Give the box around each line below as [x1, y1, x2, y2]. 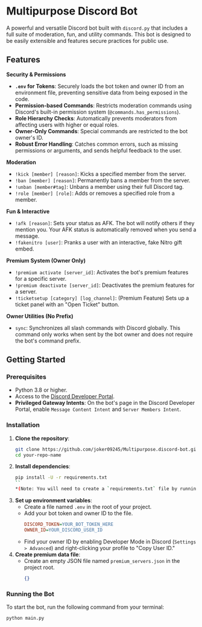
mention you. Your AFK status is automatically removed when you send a [14, 226, 197, 233]
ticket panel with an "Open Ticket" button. [14, 301, 119, 308]
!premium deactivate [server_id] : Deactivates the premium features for [14, 281, 195, 289]
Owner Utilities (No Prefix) [6, 312, 74, 320]
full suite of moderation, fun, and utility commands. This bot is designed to [6, 30, 191, 38]
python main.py [6, 616, 45, 622]
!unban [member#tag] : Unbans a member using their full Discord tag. [14, 183, 184, 190]
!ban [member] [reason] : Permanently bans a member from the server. [14, 177, 191, 184]
